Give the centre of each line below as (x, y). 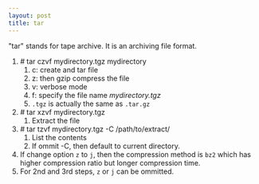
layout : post (30, 16)
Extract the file (56, 120)
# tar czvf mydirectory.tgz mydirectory (83, 61)
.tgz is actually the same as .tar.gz (91, 104)
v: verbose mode (59, 86)
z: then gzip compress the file (80, 78)
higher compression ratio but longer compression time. (110, 162)
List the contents (59, 137)
